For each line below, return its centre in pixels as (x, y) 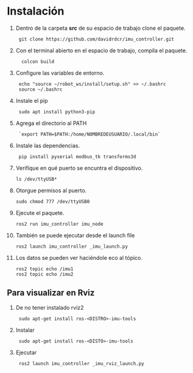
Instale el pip (32, 100)
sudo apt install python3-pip (57, 112)
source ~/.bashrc (40, 89)
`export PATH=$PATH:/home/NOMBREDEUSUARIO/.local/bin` (89, 134)
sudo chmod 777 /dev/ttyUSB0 (53, 201)
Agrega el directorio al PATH (51, 123)
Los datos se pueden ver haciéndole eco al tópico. (79, 257)
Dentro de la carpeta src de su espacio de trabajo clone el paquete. (100, 28)
